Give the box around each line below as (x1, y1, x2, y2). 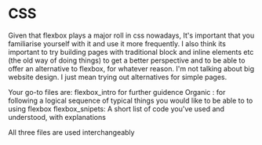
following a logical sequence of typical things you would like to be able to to (8, 96, 253, 105)
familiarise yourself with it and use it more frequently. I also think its (8, 38, 226, 48)
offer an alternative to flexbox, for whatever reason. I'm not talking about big (8, 63, 255, 73)
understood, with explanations (8, 112, 106, 121)
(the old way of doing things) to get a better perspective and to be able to (8, 56, 246, 65)
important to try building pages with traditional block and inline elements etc (8, 47, 254, 56)
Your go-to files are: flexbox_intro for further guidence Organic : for (8, 87, 226, 96)
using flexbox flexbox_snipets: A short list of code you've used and (8, 103, 225, 114)
